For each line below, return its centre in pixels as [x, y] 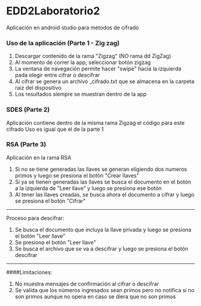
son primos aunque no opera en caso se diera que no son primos [95, 296]
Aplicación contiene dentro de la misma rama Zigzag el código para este [95, 123]
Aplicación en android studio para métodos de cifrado [73, 27]
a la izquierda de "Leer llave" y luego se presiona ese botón [88, 188]
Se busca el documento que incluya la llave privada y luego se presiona [103, 229]
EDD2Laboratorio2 [53, 11]
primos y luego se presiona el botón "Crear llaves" [77, 175]
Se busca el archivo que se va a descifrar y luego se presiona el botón [101, 249]
